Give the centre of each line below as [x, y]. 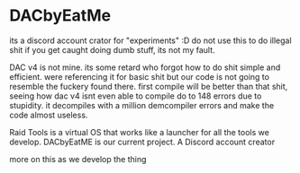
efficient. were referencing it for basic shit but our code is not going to [140, 76]
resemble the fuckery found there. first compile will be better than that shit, [149, 86]
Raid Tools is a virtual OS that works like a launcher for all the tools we [140, 132]
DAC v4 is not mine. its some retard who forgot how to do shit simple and [145, 67]
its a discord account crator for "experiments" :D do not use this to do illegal [150, 40]
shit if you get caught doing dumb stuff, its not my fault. [112, 49]
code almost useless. [49, 115]
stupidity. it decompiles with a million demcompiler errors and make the [142, 105]
